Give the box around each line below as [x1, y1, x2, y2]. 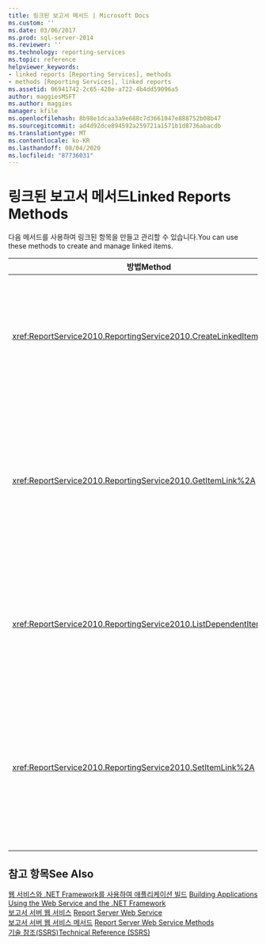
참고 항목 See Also [8, 867, 94, 881]
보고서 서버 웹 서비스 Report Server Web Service [8, 908, 163, 917]
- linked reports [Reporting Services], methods [8, 70, 172, 78]
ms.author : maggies [8, 100, 73, 108]
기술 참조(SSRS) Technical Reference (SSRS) [8, 927, 150, 937]
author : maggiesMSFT [8, 93, 77, 100]
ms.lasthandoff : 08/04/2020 [8, 144, 101, 152]
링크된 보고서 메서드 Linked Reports [8, 188, 231, 206]
